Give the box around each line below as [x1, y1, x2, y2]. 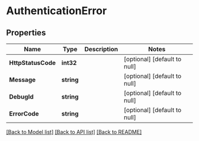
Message [9, 76, 36, 84]
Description [84, 45, 118, 53]
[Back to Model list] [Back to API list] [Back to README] [6, 129, 142, 135]
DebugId [9, 93, 34, 101]
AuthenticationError [6, 4, 107, 18]
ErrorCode [9, 110, 40, 117]
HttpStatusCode [9, 59, 56, 67]
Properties [6, 28, 46, 38]
